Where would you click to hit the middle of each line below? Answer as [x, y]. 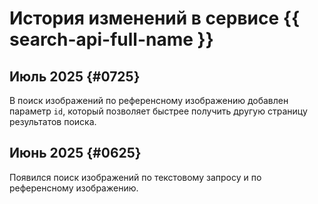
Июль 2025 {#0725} [75, 76]
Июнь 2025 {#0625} [75, 153]
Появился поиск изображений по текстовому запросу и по [135, 177]
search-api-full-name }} [111, 39]
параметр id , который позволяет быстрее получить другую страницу [158, 111]
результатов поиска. [53, 121]
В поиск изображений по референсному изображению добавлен [149, 100]
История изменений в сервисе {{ [155, 18]
